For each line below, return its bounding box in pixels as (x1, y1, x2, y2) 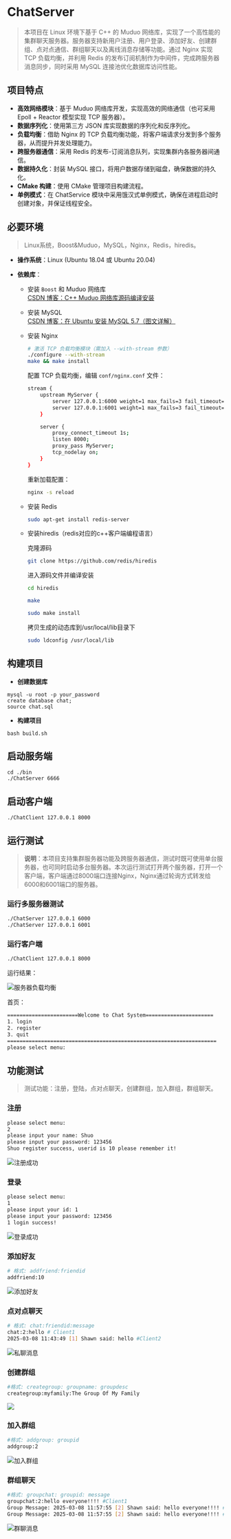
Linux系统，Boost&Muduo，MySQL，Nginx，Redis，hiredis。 (23, 241, 200, 249)
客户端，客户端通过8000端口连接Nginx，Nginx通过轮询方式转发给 (23, 872, 211, 880)
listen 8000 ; (52, 436, 89, 443)
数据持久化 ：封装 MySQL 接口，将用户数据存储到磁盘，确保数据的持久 (16, 164, 217, 173)
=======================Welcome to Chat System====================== (7, 1012, 214, 1019)
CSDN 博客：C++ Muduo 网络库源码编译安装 (27, 293, 155, 302)
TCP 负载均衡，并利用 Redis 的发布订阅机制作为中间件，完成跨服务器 (23, 53, 220, 62)
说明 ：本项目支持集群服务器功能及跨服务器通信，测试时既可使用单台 (23, 854, 217, 863)
